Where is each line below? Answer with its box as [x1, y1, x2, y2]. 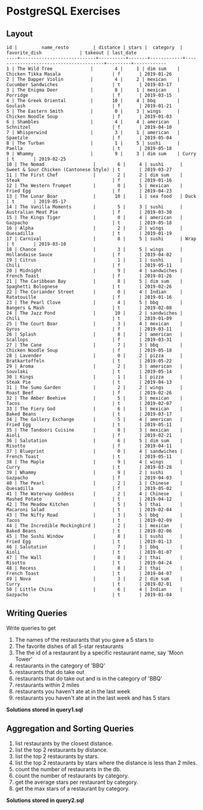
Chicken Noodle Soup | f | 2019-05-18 [6, 347, 172, 353]
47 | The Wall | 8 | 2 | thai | [6, 554, 183, 560]
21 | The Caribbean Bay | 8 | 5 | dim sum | [6, 278, 183, 284]
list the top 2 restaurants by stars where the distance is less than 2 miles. [15, 759, 198, 766]
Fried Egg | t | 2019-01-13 [6, 539, 172, 545]
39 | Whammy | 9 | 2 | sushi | [6, 469, 183, 475]
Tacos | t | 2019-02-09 [6, 517, 172, 523]
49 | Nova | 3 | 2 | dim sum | [6, 576, 183, 582]
